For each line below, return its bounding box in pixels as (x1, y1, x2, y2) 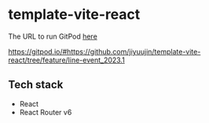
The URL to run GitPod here (8, 32, 98, 41)
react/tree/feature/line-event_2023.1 (8, 55, 126, 65)
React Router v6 (19, 107, 72, 117)
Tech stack (8, 78, 64, 91)
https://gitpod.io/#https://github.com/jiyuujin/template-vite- (8, 47, 201, 56)
